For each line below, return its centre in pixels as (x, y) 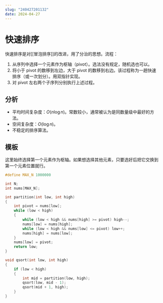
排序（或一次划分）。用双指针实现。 (47, 76)
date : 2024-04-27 (23, 14)
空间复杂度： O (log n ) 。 (35, 124)
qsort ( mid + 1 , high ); (45, 287)
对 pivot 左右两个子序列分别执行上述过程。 (54, 83)
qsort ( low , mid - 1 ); (45, 283)
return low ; (26, 247)
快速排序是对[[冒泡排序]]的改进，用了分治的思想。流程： (62, 54)
